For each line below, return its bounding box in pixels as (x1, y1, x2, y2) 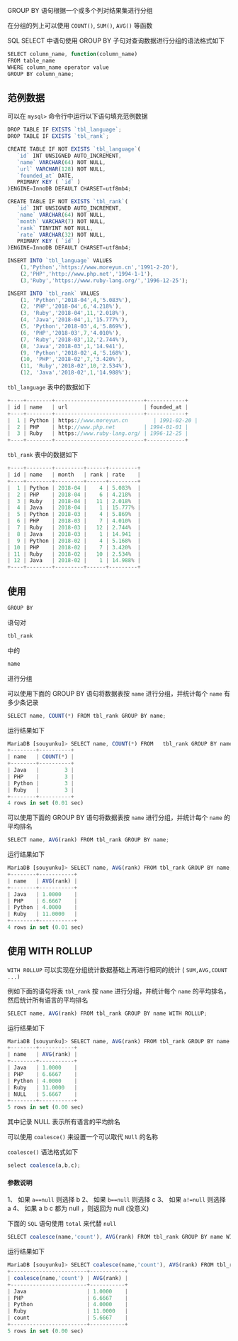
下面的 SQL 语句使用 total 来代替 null (7, 1219, 117, 1228)
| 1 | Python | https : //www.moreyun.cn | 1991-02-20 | (7, 416, 198, 424)
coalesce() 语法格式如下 (7, 1148, 79, 1156)
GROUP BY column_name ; (7, 70, 74, 77)
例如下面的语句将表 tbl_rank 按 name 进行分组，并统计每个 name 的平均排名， (7, 986, 230, 995)
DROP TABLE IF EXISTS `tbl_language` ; (7, 126, 122, 134)
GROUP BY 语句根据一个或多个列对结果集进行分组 (7, 6, 154, 14)
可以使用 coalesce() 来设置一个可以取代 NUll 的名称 (7, 1133, 158, 1141)
